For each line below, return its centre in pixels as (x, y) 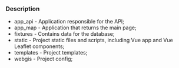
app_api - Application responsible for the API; (69, 22)
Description (23, 9)
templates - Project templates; (51, 53)
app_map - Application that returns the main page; (75, 28)
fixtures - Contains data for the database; (64, 34)
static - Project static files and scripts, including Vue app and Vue (93, 40)
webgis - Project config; (43, 59)
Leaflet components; (39, 46)
